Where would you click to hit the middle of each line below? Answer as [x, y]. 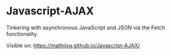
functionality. [22, 33]
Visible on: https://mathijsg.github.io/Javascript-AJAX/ [73, 45]
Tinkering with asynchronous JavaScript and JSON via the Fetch [86, 27]
